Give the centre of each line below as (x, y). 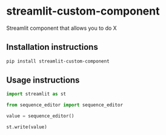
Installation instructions (52, 47)
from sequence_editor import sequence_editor (65, 105)
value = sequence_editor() (40, 116)
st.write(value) (27, 127)
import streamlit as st (36, 94)
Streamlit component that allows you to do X (61, 28)
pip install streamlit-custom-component (58, 61)
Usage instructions (43, 80)
